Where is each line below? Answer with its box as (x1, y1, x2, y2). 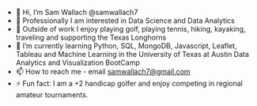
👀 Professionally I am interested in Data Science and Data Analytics (15, 16, 235, 25)
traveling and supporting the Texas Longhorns (15, 32, 167, 42)
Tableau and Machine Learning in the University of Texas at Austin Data (15, 50, 249, 59)
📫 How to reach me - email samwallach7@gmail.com (15, 67, 191, 76)
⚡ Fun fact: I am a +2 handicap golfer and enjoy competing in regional (15, 79, 243, 88)
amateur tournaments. (15, 90, 89, 99)
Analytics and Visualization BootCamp (15, 58, 141, 67)
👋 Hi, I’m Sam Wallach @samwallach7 (15, 8, 138, 17)
